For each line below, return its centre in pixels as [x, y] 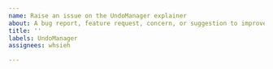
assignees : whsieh [39, 46]
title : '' [25, 30]
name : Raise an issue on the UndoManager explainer [97, 16]
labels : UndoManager [43, 38]
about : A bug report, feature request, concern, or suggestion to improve [138, 23]
